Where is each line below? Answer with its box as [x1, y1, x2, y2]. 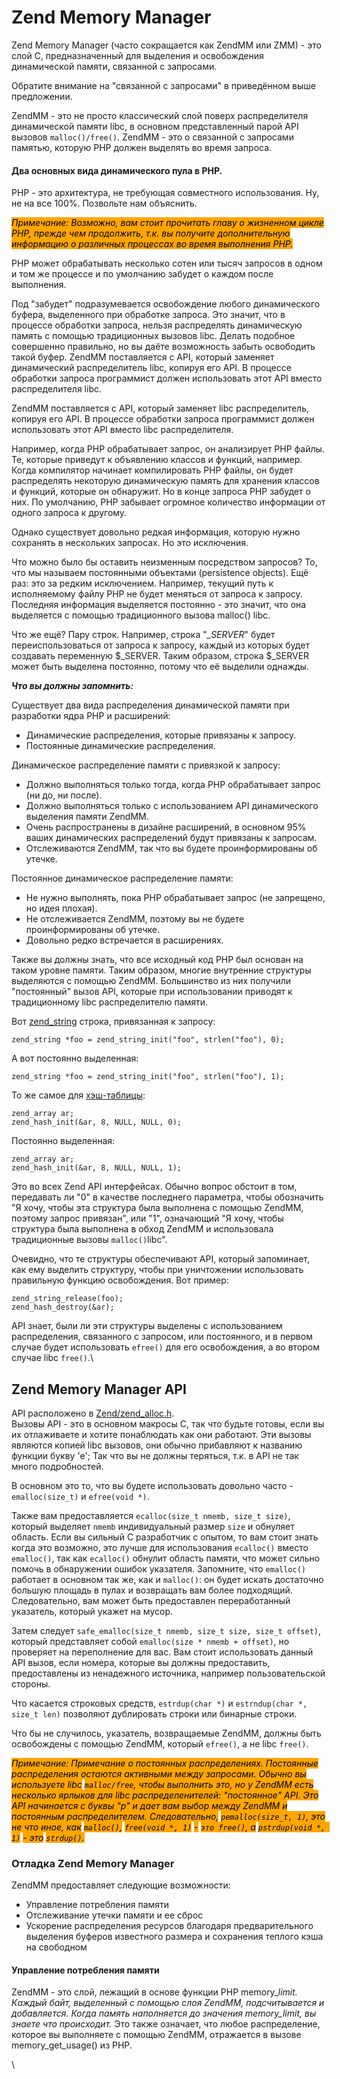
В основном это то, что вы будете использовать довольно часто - [11, 1479, 294, 1491]
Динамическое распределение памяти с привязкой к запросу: [11, 759, 281, 771]
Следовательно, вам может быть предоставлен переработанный [11, 1594, 291, 1606]
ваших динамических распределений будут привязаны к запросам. [25, 832, 318, 844]
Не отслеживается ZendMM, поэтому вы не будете [25, 913, 245, 925]
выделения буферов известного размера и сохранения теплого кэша [25, 1931, 324, 1943]
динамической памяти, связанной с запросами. [11, 60, 218, 72]
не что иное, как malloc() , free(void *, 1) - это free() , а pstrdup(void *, [11, 1821, 326, 1833]
